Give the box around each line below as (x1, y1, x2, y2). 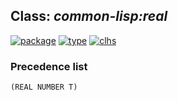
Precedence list (10, 59, 88, 73)
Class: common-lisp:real (10, 8, 168, 25)
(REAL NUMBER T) (10, 82, 78, 93)
